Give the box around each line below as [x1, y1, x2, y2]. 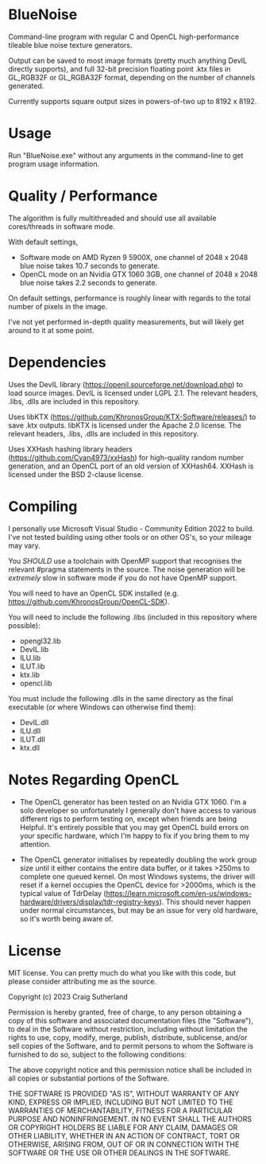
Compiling [8, 497, 78, 515]
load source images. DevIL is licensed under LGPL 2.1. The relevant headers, [8, 388, 259, 398]
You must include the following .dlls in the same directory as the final [8, 693, 233, 703]
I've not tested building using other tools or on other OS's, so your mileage [8, 532, 252, 541]
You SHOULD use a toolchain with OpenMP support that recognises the [8, 556, 242, 565]
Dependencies [8, 354, 106, 371]
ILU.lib [19, 653, 41, 662]
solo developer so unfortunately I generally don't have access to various [19, 805, 256, 815]
